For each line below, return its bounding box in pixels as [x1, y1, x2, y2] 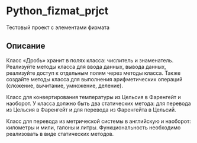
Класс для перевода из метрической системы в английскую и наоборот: [6, 117, 191, 125]
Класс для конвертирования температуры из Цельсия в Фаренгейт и [6, 93, 182, 100]
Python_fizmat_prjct [6, 4, 109, 18]
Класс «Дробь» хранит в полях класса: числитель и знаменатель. [6, 56, 174, 63]
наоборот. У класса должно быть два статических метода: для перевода [6, 100, 191, 107]
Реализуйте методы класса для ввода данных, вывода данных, [6, 63, 167, 70]
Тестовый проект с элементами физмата [6, 24, 110, 31]
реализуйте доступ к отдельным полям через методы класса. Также [6, 69, 181, 77]
